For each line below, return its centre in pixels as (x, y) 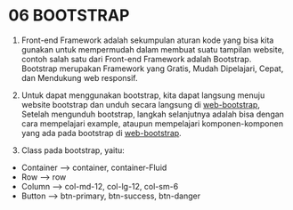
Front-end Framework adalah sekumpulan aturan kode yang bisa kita (147, 40)
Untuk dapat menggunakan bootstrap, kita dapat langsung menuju (143, 95)
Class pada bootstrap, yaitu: (73, 150)
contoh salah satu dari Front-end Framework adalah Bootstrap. (136, 59)
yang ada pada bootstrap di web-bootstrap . (101, 133)
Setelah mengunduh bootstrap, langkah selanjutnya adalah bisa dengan (152, 114)
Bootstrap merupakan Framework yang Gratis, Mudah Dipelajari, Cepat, (152, 69)
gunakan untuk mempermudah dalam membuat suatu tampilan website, (153, 49)
